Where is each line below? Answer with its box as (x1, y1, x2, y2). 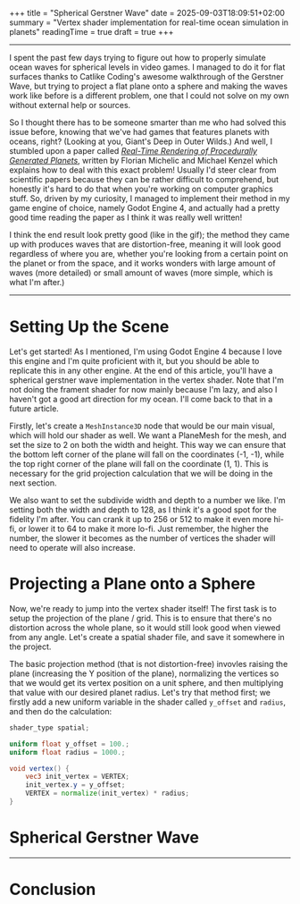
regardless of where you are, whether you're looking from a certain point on (9, 249, 288, 258)
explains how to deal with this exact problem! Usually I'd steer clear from (9, 165, 277, 175)
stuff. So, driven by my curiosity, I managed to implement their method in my (9, 193, 290, 204)
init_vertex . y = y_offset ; (25, 781, 126, 790)
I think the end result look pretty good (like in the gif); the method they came (9, 230, 290, 240)
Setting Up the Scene (9, 317, 170, 337)
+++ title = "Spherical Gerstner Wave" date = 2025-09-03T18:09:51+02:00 (9, 8, 286, 18)
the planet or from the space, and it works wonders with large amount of (9, 258, 276, 268)
